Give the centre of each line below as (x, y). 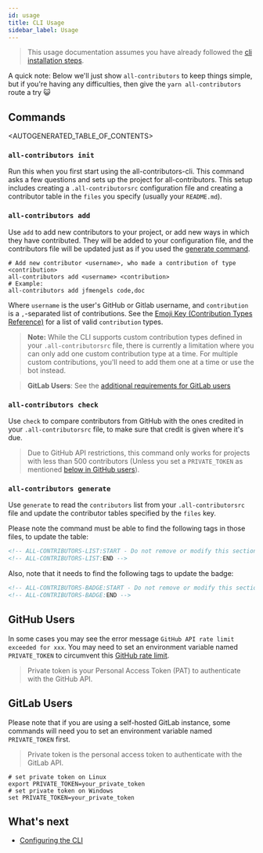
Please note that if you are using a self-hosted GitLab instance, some (119, 722)
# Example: (26, 283)
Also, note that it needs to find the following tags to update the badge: (121, 574)
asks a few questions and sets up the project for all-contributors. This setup (130, 180)
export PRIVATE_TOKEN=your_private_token (77, 784)
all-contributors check (54, 405)
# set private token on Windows (61, 791)
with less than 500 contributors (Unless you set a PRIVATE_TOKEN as (135, 461)
